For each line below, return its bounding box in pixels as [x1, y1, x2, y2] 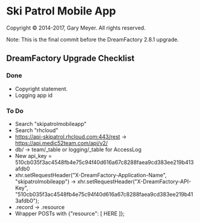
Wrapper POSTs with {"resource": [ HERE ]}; [14, 210, 125, 217]
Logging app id [14, 92, 53, 99]
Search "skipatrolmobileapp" [14, 120, 87, 127]
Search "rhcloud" [14, 127, 58, 134]
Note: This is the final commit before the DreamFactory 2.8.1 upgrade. [6, 36, 179, 43]
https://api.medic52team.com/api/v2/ [14, 139, 108, 146]
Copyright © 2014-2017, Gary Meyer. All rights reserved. [6, 24, 146, 31]
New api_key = [14, 152, 52, 159]
